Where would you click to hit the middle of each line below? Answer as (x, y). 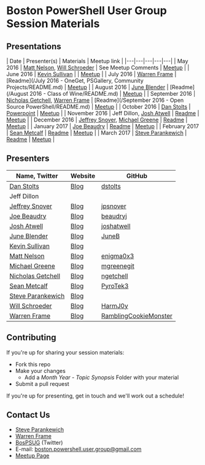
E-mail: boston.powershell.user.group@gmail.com (78, 449)
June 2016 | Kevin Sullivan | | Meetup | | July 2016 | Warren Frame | (91, 74)
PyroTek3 (115, 286)
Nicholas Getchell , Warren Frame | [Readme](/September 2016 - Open (95, 100)
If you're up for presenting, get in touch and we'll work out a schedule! (95, 396)
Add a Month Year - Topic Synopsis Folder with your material (102, 377)
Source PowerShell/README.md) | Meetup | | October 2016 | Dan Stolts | (99, 107)
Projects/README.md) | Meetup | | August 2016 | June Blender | (87, 87)
